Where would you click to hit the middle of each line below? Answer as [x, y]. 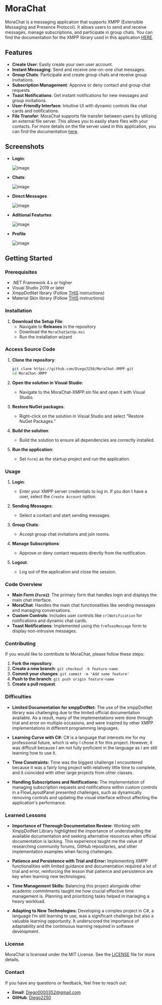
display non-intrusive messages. [44, 631]
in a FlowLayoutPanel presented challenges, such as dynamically [77, 792]
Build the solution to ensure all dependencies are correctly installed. [87, 440]
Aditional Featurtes [32, 215]
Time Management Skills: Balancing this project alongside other [76, 886]
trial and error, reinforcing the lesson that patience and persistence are [82, 871]
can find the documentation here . [45, 131]
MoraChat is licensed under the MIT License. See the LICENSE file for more [80, 955]
